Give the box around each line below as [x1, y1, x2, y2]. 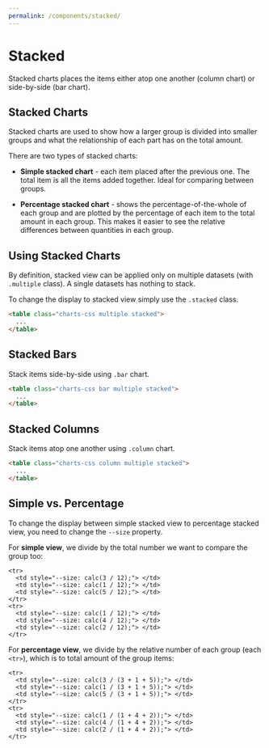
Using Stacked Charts [8, 248, 121, 263]
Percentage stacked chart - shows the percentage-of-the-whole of [19, 200, 247, 209]
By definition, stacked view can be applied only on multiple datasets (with [8, 270, 254, 280]
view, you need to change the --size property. [8, 526, 163, 536]
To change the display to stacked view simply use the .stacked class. [8, 294, 239, 304]
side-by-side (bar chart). [8, 82, 90, 91]
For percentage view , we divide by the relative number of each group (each [8, 644, 262, 654]
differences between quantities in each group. [19, 226, 174, 235]
